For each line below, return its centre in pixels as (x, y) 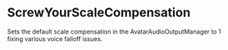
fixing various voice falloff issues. (55, 38)
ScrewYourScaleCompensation (99, 13)
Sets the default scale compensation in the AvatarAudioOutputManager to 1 (114, 32)
